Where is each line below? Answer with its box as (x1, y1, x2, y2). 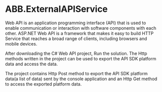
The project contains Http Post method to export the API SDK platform (5, 70, 148, 76)
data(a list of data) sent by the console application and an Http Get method (5, 76, 158, 82)
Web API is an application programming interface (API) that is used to (5, 20, 146, 26)
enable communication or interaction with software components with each (5, 25, 157, 31)
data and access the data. (5, 61, 58, 67)
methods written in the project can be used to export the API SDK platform (5, 55, 157, 61)
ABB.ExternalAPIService (5, 3, 108, 15)
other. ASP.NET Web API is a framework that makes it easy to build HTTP (5, 30, 154, 36)
